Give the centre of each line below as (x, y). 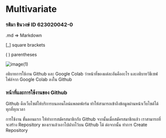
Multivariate (31, 9)
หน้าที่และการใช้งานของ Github (37, 93)
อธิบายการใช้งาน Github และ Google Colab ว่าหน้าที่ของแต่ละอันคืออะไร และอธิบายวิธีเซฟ (82, 74)
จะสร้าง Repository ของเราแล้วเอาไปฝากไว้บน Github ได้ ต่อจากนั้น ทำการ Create (77, 125)
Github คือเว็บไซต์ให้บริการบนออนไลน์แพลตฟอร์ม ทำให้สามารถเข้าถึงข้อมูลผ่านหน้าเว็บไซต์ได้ (82, 103)
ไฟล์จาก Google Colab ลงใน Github (39, 79)
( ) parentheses (21, 55)
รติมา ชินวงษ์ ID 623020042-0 (40, 25)
